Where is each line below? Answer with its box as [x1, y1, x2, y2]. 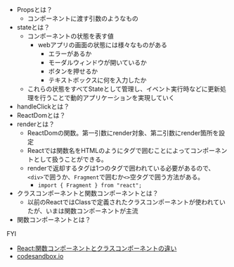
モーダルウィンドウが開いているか [48, 58, 147, 66]
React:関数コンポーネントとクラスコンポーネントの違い [16, 244, 177, 252]
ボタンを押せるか [48, 67, 98, 75]
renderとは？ [16, 120, 56, 128]
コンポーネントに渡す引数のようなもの [27, 14, 138, 23]
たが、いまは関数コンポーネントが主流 [27, 206, 138, 215]
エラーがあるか [48, 49, 92, 58]
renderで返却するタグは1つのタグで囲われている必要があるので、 [27, 164, 215, 172]
